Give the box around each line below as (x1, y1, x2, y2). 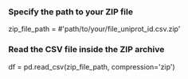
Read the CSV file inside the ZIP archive (8, 44, 165, 55)
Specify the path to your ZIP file (8, 6, 134, 17)
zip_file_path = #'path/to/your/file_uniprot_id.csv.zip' (8, 24, 181, 34)
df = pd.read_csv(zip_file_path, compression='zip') (8, 62, 175, 71)
